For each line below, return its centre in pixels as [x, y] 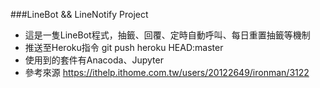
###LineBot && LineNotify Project [79, 14]
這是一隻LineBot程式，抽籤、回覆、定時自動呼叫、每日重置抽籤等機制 [167, 35]
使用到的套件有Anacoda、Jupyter [94, 60]
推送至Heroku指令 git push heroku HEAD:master [124, 47]
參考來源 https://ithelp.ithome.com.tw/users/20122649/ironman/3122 [167, 72]
